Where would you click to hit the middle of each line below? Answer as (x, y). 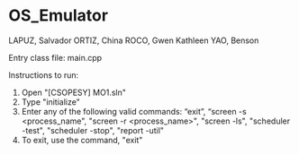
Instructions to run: (44, 75)
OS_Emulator (59, 16)
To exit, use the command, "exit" (82, 140)
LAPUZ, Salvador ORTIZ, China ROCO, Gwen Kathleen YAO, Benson (134, 40)
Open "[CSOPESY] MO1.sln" (74, 92)
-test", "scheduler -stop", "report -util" (92, 130)
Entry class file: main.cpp (55, 57)
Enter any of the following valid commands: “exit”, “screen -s (134, 111)
